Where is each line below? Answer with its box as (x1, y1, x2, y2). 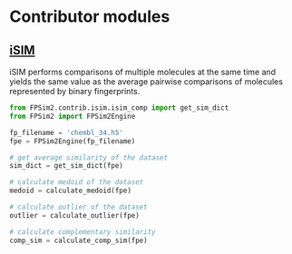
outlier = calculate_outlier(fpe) (9, 210, 141, 220)
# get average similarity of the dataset (9, 152, 169, 162)
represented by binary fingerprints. (9, 86, 141, 96)
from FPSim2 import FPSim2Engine (9, 112, 136, 121)
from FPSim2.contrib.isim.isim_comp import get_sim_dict (9, 103, 229, 112)
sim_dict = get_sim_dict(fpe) (9, 161, 124, 171)
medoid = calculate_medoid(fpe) (9, 186, 131, 196)
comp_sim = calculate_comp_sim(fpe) (9, 236, 148, 245)
